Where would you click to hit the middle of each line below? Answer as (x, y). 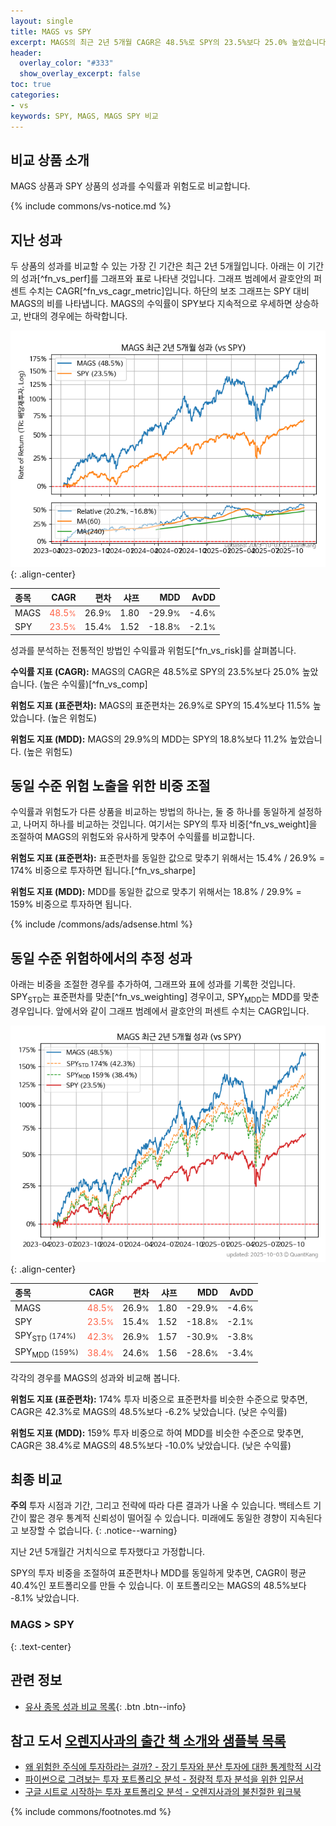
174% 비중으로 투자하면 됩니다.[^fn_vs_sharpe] (103, 871)
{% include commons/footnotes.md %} (91, 1812)
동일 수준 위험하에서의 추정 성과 (101, 958)
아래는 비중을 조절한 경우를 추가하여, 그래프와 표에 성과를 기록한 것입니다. (153, 984)
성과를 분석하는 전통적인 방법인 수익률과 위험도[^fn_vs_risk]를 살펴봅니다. (153, 650)
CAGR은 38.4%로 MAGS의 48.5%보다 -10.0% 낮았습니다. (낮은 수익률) (151, 1445)
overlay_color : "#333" (66, 63)
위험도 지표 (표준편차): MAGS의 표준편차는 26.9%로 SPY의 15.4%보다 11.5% (160, 705)
